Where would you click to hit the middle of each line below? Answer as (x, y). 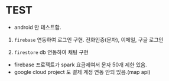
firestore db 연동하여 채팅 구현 (51, 52)
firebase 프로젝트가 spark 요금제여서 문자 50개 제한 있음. (80, 65)
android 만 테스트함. (38, 27)
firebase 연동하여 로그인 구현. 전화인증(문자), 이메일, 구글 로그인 (89, 39)
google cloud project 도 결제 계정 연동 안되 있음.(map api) (82, 72)
